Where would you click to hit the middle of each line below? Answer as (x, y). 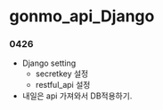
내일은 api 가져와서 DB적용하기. (77, 96)
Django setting (49, 63)
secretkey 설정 (62, 74)
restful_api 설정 (63, 85)
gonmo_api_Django (82, 16)
